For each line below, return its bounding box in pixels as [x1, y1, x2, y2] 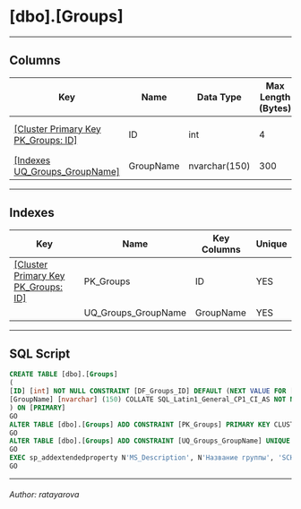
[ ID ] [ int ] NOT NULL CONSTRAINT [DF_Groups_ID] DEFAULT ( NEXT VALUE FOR [9, 387, 287, 396]
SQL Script [9, 346, 71, 361]
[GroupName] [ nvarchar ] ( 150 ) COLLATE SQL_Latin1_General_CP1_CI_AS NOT [9, 395, 287, 404]
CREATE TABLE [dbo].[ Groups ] [9, 370, 118, 379]
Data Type [196, 91, 242, 103]
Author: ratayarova [9, 489, 80, 500]
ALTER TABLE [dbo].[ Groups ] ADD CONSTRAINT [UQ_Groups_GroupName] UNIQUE [9, 436, 291, 445]
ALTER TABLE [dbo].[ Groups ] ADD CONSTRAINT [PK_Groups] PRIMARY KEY [9, 419, 271, 429]
